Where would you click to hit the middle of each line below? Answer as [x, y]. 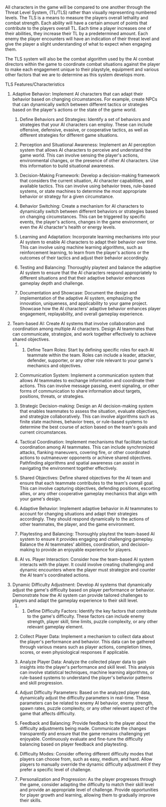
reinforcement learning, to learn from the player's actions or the [84, 253]
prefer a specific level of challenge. [56, 770]
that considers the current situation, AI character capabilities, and [86, 181]
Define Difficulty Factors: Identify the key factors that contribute [92, 611]
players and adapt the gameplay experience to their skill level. [75, 600]
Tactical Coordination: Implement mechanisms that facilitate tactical [89, 442]
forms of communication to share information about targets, [81, 391]
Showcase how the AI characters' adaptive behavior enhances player [90, 309]
